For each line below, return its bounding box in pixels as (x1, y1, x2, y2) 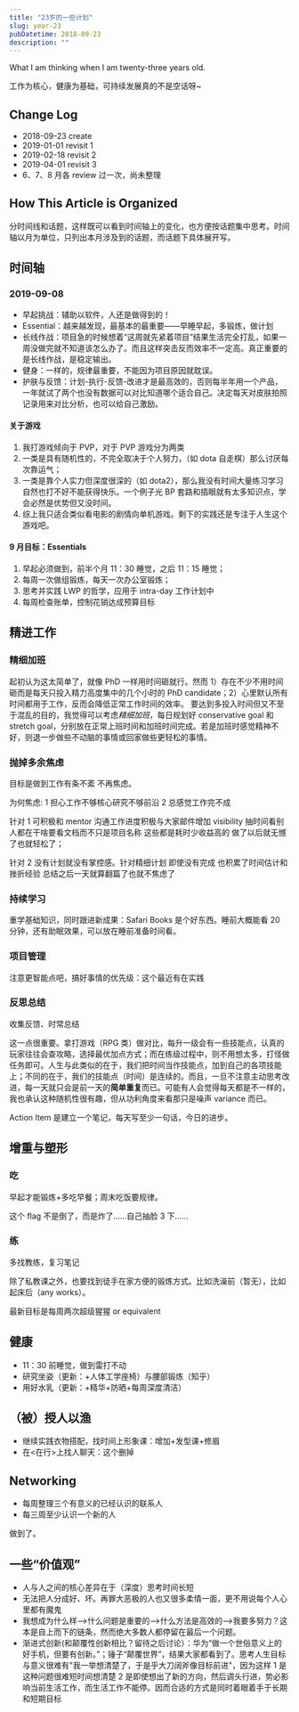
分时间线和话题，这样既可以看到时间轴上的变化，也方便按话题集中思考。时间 (9, 220, 290, 232)
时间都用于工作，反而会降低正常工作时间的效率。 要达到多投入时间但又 (9, 698, 269, 709)
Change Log (9, 107, 78, 122)
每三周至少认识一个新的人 (21, 1509, 117, 1520)
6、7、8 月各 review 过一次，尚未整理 (21, 170, 162, 181)
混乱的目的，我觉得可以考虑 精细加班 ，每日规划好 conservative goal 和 (16, 709, 274, 720)
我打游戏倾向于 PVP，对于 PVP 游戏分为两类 (21, 442, 185, 452)
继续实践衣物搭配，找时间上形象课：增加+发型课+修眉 (21, 1436, 221, 1447)
